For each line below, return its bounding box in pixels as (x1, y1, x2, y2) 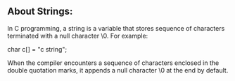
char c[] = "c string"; (7, 45, 68, 53)
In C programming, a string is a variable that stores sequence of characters (7, 24, 225, 32)
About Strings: (7, 6, 73, 17)
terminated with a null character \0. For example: (7, 31, 148, 40)
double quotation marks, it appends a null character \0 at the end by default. (7, 66, 229, 74)
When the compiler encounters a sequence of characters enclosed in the (7, 59, 220, 67)
